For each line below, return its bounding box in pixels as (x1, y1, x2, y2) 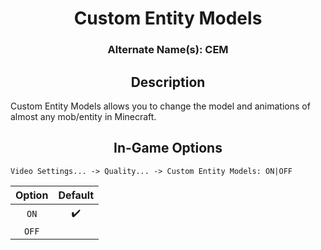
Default (58, 188, 95, 202)
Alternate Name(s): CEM (107, 43, 229, 57)
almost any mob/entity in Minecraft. (10, 110, 157, 122)
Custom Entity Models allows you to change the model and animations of (10, 100, 311, 112)
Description (130, 73, 206, 91)
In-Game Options (113, 140, 223, 157)
